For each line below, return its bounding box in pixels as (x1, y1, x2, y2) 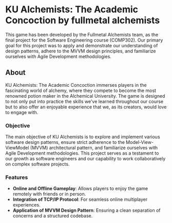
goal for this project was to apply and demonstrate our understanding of (5, 42, 158, 48)
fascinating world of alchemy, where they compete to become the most (5, 87, 157, 94)
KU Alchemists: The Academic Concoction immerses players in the (5, 82, 147, 88)
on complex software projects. (5, 161, 70, 168)
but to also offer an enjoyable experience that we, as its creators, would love (5, 104, 167, 110)
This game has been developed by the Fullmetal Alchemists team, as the (5, 31, 159, 38)
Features (5, 174, 28, 181)
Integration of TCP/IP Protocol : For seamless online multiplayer (12, 196, 148, 202)
